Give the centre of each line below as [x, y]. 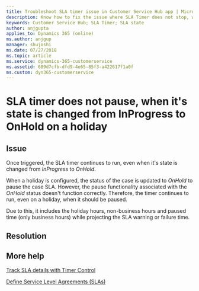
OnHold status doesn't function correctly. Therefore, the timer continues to [98, 193]
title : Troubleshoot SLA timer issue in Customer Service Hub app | [92, 12]
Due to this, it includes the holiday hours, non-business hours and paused [96, 211]
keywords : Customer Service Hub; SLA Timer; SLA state [75, 23]
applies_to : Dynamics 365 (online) [50, 34]
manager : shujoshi [29, 45]
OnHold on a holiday [57, 127]
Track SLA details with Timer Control [51, 270]
